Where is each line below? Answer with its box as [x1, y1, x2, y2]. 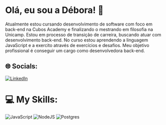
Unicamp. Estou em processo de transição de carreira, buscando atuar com [5, 31, 161, 37]
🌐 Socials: [5, 62, 38, 70]
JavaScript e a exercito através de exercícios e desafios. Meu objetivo [5, 42, 149, 48]
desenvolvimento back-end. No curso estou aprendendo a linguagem [5, 37, 148, 43]
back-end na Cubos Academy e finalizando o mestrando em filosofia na [5, 26, 153, 32]
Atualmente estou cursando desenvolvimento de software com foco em [5, 21, 152, 27]
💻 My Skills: [5, 93, 58, 105]
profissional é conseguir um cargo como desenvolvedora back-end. [5, 47, 145, 53]
